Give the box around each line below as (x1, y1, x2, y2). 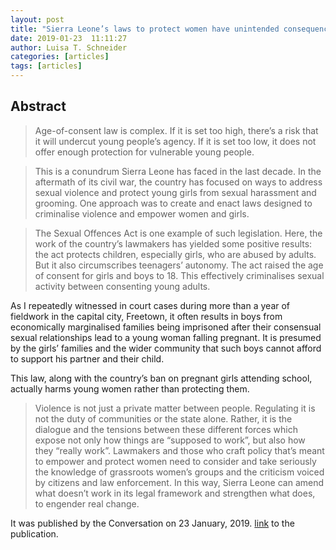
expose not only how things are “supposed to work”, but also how (34, 434, 306, 446)
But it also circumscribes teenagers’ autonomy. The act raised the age (34, 259, 324, 271)
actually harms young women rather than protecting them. (10, 382, 250, 395)
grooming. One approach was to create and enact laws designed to (34, 197, 313, 209)
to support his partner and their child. (10, 352, 165, 365)
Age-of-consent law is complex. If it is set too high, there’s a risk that (34, 124, 319, 136)
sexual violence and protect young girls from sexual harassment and (34, 186, 317, 198)
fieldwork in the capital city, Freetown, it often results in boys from (10, 310, 283, 322)
